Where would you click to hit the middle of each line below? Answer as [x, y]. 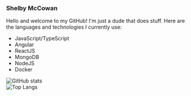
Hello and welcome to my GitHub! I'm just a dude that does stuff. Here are [95, 21]
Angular [24, 44]
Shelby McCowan [32, 8]
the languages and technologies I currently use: [64, 27]
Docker [24, 70]
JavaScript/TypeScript [42, 39]
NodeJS [24, 63]
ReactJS [25, 51]
